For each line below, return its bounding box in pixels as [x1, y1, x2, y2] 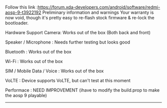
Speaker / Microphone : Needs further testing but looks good [5, 39, 130, 45]
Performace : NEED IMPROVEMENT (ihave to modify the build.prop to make [5, 87, 160, 93]
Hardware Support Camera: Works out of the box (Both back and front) [5, 30, 151, 35]
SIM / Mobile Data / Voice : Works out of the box [5, 68, 104, 74]
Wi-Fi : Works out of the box [5, 58, 63, 64]
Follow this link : [5, 4, 38, 10]
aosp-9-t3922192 [5, 9, 41, 15]
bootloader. [5, 20, 29, 26]
